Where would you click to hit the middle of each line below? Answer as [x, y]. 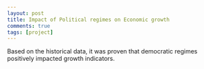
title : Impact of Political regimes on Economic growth [88, 20]
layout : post [26, 13]
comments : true [29, 26]
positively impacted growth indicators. [61, 59]
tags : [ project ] [30, 32]
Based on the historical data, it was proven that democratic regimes [102, 51]
